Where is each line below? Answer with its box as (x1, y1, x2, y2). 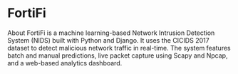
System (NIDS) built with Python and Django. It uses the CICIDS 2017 (7, 36, 209, 44)
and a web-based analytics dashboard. (7, 58, 123, 67)
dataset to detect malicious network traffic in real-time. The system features (7, 43, 231, 52)
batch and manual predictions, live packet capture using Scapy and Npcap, (7, 51, 228, 60)
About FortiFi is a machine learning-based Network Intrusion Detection (7, 28, 215, 37)
